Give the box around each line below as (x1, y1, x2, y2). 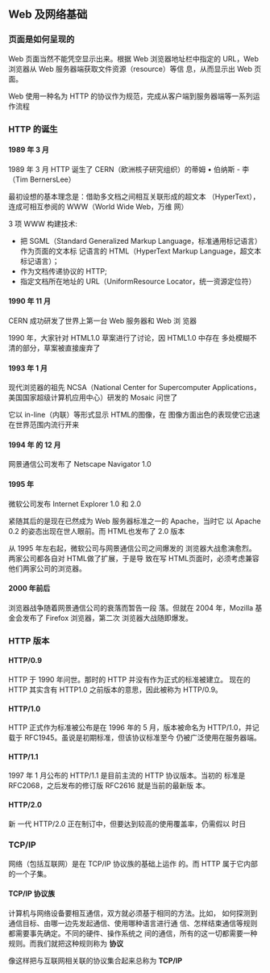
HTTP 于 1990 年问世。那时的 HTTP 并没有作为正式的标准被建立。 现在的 (8, 674, 251, 684)
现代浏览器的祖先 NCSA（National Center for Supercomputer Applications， (8, 383, 261, 392)
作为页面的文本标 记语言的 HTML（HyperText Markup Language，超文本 (19, 245, 262, 256)
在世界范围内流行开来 (8, 420, 79, 430)
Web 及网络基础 (8, 7, 88, 22)
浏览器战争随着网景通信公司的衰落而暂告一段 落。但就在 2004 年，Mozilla (8, 602, 254, 612)
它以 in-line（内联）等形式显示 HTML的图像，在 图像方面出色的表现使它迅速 (8, 410, 260, 420)
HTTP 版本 (8, 635, 50, 646)
